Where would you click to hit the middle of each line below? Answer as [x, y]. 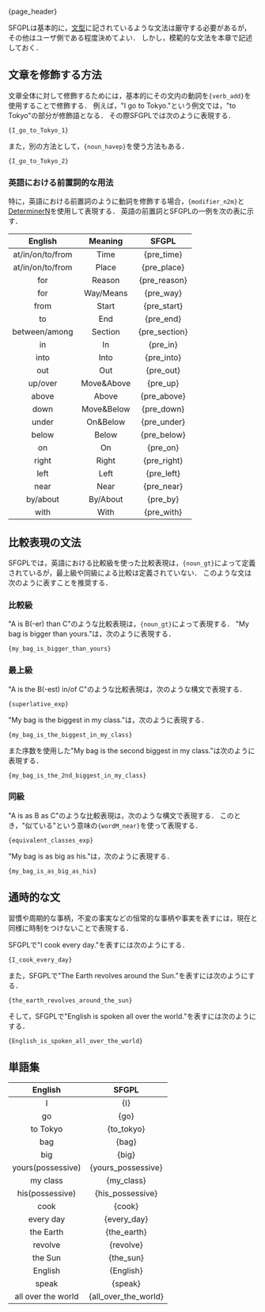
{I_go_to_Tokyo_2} [38, 161]
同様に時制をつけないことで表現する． [70, 928]
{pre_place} [163, 267]
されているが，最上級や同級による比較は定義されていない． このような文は [130, 572]
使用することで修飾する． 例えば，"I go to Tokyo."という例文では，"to [122, 105]
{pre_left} [163, 473]
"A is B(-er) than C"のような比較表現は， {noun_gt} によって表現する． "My [129, 624]
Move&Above [106, 384]
